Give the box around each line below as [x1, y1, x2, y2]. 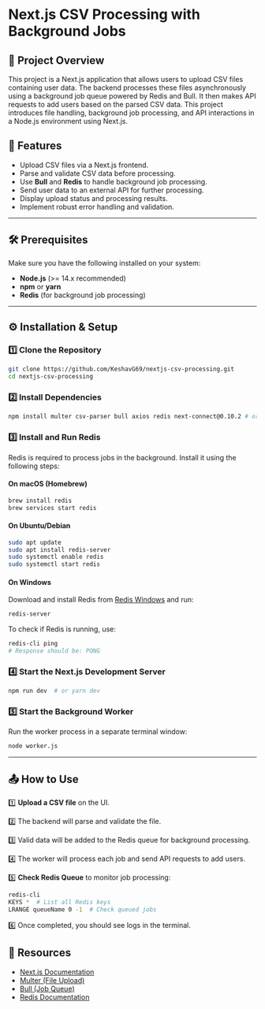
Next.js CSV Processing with [8, 6, 201, 24]
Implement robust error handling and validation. [19, 202, 175, 211]
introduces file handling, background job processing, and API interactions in [8, 108, 255, 117]
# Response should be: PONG [8, 647, 101, 655]
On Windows [8, 577, 51, 586]
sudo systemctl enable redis [8, 553, 104, 561]
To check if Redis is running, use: [8, 624, 116, 634]
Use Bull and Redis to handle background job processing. [19, 177, 207, 186]
